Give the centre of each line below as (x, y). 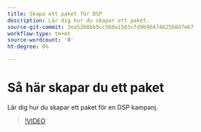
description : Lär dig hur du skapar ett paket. (79, 20)
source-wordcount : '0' (41, 40)
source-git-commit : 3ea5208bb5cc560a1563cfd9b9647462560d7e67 (100, 27)
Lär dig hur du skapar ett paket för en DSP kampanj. (83, 107)
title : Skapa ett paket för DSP (55, 14)
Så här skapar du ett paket (86, 88)
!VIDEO (35, 121)
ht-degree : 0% (28, 47)
